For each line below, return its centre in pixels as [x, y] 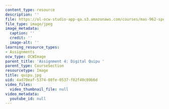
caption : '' [22, 33]
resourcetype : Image [27, 71]
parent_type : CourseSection [35, 66]
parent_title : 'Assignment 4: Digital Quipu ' [55, 61]
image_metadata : [22, 29]
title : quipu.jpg [23, 75]
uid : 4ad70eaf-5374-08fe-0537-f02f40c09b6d [52, 80]
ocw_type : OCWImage [26, 57]
